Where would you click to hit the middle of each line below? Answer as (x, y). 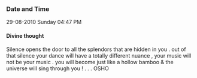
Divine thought (25, 35)
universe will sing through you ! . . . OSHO (57, 68)
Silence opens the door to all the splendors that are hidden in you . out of (96, 49)
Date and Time (28, 9)
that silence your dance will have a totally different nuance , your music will (99, 55)
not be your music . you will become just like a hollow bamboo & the (90, 62)
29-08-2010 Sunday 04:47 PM (44, 22)
